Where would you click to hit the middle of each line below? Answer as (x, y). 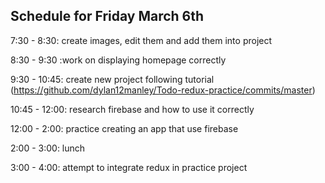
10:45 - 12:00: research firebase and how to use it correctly (132, 109)
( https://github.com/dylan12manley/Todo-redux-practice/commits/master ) (163, 90)
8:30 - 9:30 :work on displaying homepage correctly (118, 60)
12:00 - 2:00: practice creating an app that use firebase (124, 128)
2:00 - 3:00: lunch (48, 148)
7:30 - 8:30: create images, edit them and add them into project (141, 40)
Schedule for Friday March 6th (107, 16)
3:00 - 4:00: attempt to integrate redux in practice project (129, 167)
